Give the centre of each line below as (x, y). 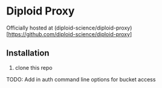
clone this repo (34, 68)
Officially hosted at (30, 28)
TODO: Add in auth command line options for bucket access (81, 79)
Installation (28, 53)
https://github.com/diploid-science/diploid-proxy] (70, 34)
